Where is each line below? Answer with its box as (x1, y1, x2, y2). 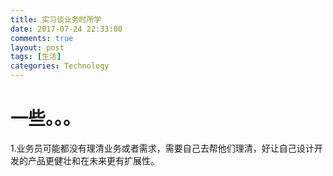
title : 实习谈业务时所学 (10, 14, 102, 25)
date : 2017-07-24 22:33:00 (10, 24, 123, 34)
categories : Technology (10, 61, 110, 71)
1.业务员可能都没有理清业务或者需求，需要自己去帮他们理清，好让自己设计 (10, 142, 315, 154)
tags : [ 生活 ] (10, 52, 62, 62)
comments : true (10, 33, 74, 43)
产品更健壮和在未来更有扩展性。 (27, 154, 160, 166)
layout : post (10, 42, 65, 53)
